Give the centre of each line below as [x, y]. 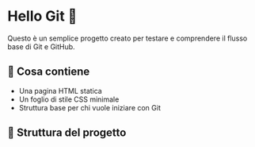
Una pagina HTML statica [60, 91]
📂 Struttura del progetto [67, 133]
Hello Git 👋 [42, 16]
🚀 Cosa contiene [49, 72]
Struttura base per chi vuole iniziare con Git [90, 107]
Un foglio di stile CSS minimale [69, 99]
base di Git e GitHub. [42, 46]
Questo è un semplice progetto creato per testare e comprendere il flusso [127, 38]
